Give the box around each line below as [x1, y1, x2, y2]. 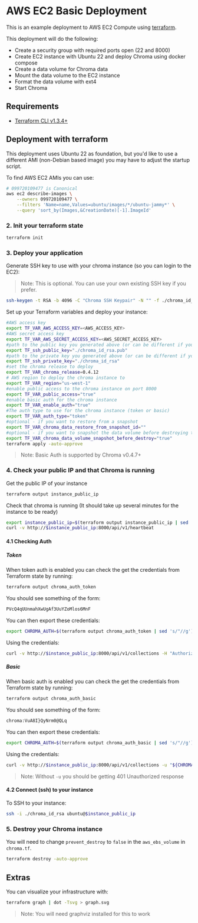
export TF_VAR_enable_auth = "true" [6, 402, 91, 409]
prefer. [20, 286, 37, 293]
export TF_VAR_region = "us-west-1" [6, 380, 91, 386]
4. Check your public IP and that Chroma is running [6, 466, 155, 474]
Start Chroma [14, 84, 48, 91]
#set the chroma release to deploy [6, 364, 94, 370]
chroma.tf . [6, 844, 32, 852]
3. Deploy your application [6, 249, 84, 257]
